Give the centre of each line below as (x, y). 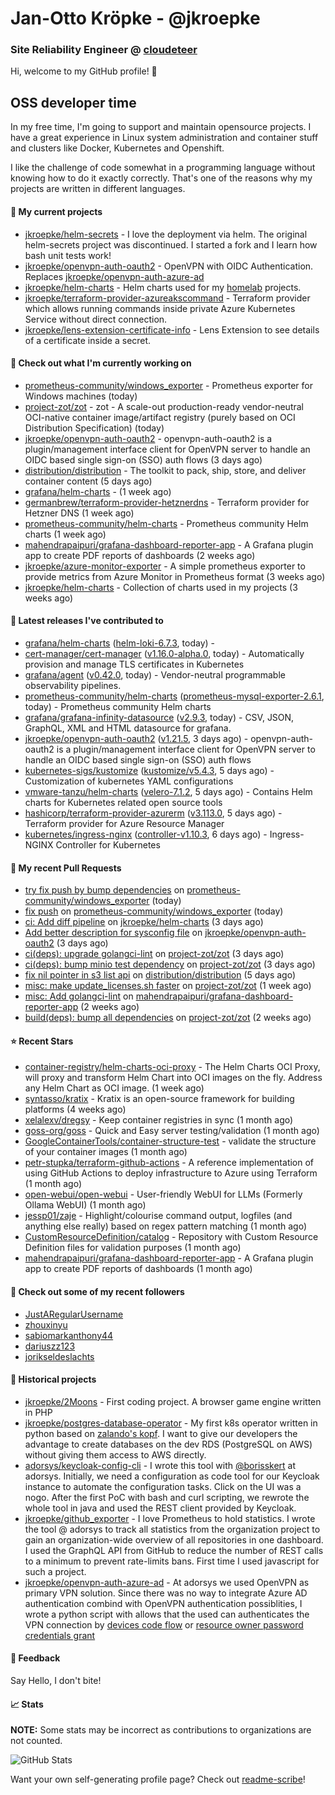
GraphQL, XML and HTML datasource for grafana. (128, 728)
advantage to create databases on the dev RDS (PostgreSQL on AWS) (168, 1444)
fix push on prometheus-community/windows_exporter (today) (154, 911)
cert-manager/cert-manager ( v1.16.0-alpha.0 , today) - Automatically (164, 653)
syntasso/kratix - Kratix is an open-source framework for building (159, 1099)
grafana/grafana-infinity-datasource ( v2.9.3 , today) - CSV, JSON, (159, 717)
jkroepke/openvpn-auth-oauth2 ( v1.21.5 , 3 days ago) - (136, 738)
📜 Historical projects (53, 1379)
